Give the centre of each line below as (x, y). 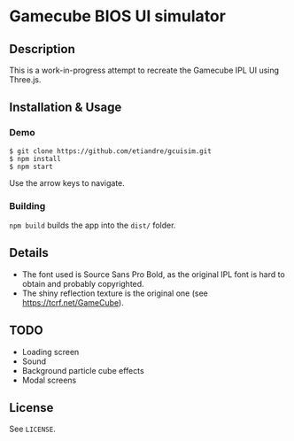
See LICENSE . (32, 429)
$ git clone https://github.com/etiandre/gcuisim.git (111, 151)
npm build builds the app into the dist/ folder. (93, 225)
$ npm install (35, 159)
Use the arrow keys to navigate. (67, 182)
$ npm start (31, 166)
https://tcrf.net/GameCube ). (73, 302)
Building (27, 205)
